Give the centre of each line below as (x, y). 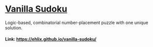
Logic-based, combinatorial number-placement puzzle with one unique (77, 23)
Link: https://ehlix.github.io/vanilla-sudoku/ (51, 39)
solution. (14, 27)
